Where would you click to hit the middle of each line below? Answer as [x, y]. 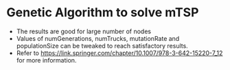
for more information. [46, 60]
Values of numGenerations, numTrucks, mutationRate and [98, 38]
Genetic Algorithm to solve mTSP [103, 13]
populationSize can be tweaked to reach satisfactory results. [102, 46]
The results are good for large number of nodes [84, 31]
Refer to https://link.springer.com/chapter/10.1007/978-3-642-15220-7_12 [119, 53]
